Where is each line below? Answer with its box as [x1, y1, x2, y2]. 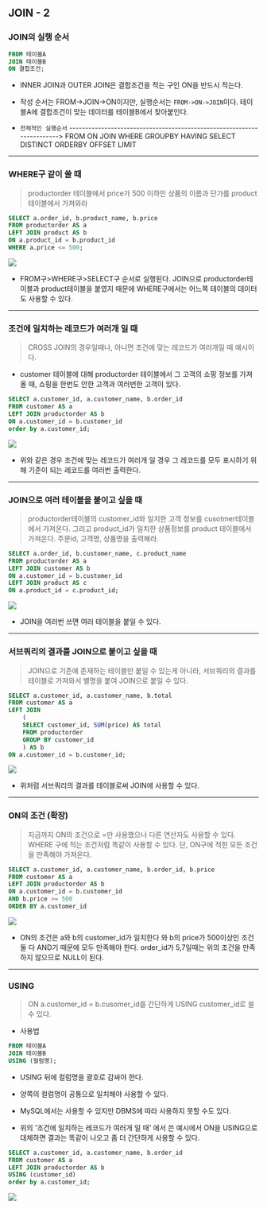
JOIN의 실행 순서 [8, 32, 70, 43]
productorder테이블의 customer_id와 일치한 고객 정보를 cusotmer [27, 513, 236, 523]
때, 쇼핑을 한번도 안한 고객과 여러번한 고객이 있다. [28, 379, 181, 389]
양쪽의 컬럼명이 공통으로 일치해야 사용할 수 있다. [19, 1089, 168, 1099]
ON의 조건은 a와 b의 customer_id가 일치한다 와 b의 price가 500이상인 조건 [19, 932, 254, 942]
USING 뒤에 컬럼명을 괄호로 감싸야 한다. [19, 1072, 144, 1082]
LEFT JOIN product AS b [8, 229, 87, 237]
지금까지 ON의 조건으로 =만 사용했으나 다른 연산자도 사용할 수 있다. [27, 830, 236, 839]
